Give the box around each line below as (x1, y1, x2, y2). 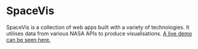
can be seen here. (6, 36, 51, 43)
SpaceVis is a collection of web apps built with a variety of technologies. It (6, 24, 190, 31)
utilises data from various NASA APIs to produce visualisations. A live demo (6, 30, 193, 37)
